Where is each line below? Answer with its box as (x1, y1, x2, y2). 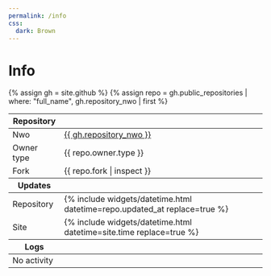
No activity (12, 255, 54, 266)
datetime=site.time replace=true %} (64, 227, 199, 238)
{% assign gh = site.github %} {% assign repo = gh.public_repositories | (8, 88, 248, 97)
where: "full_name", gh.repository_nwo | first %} (8, 97, 169, 106)
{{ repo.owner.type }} (64, 147, 144, 159)
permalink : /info (8, 11, 67, 20)
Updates (17, 180, 51, 192)
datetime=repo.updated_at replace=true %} (64, 204, 229, 215)
